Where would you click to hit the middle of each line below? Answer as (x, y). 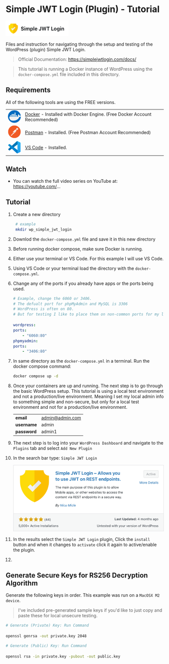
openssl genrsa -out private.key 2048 (46, 636)
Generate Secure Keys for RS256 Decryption (77, 575)
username (26, 425)
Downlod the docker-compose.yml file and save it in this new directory (84, 239)
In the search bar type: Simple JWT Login (55, 458)
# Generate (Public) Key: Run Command (46, 646)
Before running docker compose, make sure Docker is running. (78, 249)
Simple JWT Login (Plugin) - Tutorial (83, 9)
